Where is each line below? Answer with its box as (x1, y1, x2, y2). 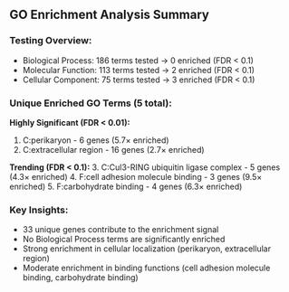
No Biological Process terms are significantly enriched (22, 234, 226, 245)
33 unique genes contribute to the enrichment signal (22, 224, 219, 235)
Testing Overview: (9, 34, 92, 47)
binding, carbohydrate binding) (22, 272, 139, 283)
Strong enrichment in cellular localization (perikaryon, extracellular (22, 243, 272, 254)
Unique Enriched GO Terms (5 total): (9, 97, 172, 109)
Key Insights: (9, 203, 69, 216)
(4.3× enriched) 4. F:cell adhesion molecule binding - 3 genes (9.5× (9, 171, 263, 182)
